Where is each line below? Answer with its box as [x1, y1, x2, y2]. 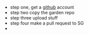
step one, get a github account [10, 4, 74, 10]
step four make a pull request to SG [10, 20, 84, 26]
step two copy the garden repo [10, 9, 75, 15]
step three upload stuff [10, 15, 58, 20]
